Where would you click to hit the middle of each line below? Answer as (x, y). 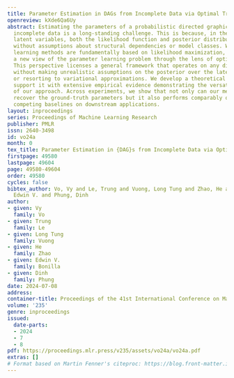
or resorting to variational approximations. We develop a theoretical (120, 78)
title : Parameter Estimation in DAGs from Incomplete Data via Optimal (113, 14)
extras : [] (23, 357)
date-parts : (31, 325)
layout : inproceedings (40, 111)
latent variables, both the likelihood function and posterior (107, 40)
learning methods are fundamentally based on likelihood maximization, (120, 53)
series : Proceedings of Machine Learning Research (82, 117)
